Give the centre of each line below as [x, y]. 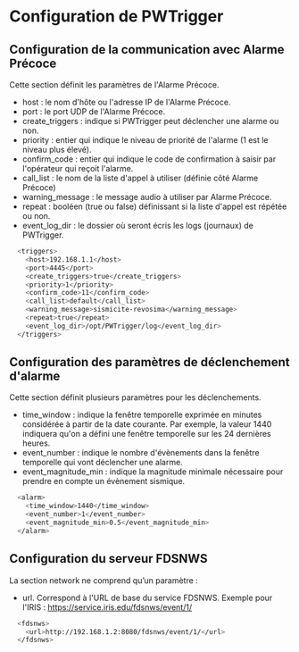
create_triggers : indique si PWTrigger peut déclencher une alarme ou [150, 121]
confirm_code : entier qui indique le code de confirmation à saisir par [149, 159]
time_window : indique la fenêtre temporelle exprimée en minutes [142, 415]
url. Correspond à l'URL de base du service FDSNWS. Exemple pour [147, 598]
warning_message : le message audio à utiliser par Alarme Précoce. [147, 197]
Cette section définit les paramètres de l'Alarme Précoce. [114, 85]
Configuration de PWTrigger [116, 17]
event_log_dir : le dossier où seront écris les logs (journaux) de [138, 226]
